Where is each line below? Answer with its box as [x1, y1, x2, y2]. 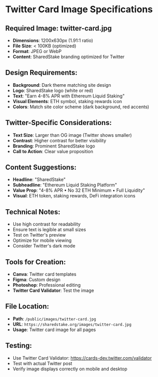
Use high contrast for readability [12, 221, 81, 228]
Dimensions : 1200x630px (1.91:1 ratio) [12, 37, 93, 43]
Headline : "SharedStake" [12, 177, 66, 183]
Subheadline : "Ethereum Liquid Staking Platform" [12, 182, 117, 188]
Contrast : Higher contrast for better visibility [12, 137, 107, 143]
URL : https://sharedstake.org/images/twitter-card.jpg [12, 321, 131, 327]
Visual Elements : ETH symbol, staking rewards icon [12, 98, 122, 104]
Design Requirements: [5, 68, 78, 77]
